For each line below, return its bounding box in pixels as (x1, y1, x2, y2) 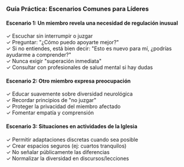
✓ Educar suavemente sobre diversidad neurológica (6, 90, 133, 97)
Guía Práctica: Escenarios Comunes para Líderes (6, 5, 149, 13)
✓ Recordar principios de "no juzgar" (6, 97, 97, 104)
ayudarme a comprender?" (6, 51, 72, 58)
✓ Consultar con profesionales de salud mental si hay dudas (6, 64, 153, 71)
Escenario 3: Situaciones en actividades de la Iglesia (6, 123, 137, 130)
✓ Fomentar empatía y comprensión (6, 109, 94, 116)
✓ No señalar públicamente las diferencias (6, 148, 110, 155)
